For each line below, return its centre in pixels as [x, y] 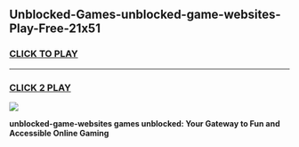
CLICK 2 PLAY [40, 87]
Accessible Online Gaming [59, 133]
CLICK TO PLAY [44, 54]
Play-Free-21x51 [55, 29]
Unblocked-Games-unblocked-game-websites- [145, 15]
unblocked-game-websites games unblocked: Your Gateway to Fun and [145, 123]
